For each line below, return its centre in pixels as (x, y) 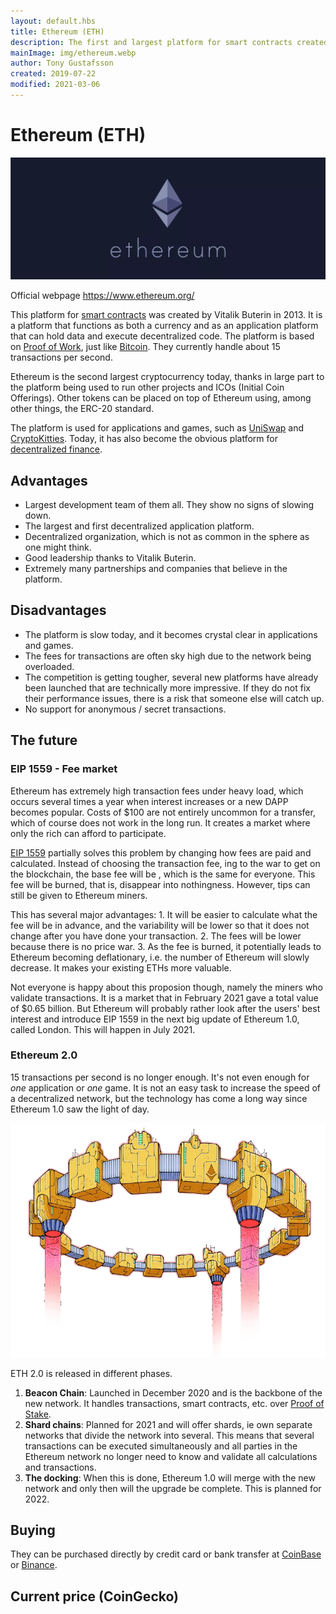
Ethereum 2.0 (44, 1055)
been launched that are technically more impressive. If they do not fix (167, 687)
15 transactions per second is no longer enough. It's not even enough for (160, 1077)
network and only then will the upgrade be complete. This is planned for (173, 1488)
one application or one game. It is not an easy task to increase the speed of (165, 1087)
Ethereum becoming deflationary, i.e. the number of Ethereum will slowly (160, 957)
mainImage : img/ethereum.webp (73, 53)
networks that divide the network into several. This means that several (169, 1435)
